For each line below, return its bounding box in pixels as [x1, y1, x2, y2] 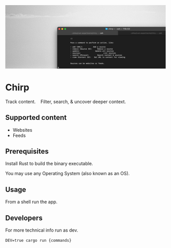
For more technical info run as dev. [5, 227, 78, 233]
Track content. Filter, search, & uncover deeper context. [5, 98, 126, 105]
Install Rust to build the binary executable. [5, 161, 93, 167]
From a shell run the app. [5, 199, 58, 205]
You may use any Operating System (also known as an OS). [5, 170, 130, 177]
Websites [12, 127, 33, 133]
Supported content [5, 113, 67, 122]
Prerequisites [5, 147, 49, 156]
